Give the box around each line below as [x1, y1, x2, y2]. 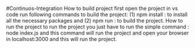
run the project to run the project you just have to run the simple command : [6, 23, 189, 30]
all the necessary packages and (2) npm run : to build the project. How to [6, 17, 183, 24]
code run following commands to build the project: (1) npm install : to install [6, 11, 188, 18]
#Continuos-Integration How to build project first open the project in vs [6, 5, 178, 12]
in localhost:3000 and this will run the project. [6, 36, 117, 42]
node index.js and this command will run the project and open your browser [6, 29, 189, 36]
